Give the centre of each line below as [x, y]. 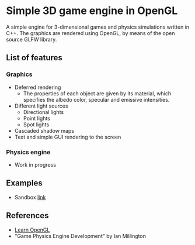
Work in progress [35, 164]
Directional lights [43, 112]
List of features [34, 58]
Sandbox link [30, 197]
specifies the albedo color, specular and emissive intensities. [96, 99]
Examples [24, 183]
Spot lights [36, 125]
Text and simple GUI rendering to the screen [68, 137]
